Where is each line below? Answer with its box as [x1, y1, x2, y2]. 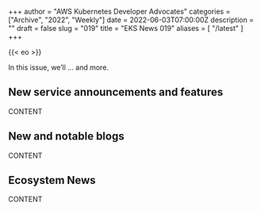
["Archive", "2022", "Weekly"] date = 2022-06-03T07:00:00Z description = [8, 15, 255, 25]
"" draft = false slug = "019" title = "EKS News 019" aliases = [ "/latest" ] [8, 24, 244, 32]
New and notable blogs [8, 130, 125, 143]
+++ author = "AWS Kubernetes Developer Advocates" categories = [8, 7, 231, 16]
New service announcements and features [8, 86, 224, 99]
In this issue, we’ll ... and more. [8, 63, 109, 72]
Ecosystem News [8, 174, 97, 187]
